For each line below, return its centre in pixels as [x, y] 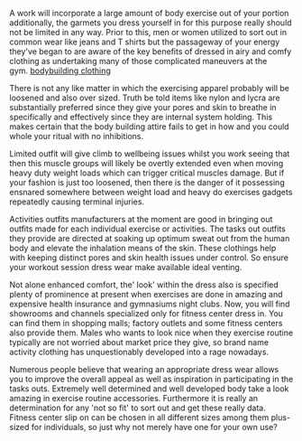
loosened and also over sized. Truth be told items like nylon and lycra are [145, 98]
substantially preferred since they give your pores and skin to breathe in [143, 107]
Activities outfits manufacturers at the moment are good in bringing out [141, 219]
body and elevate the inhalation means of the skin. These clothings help [143, 248]
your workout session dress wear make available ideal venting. [126, 267]
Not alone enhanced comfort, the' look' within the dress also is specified [144, 285]
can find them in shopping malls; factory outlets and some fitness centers [146, 323]
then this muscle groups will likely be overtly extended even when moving [146, 163]
